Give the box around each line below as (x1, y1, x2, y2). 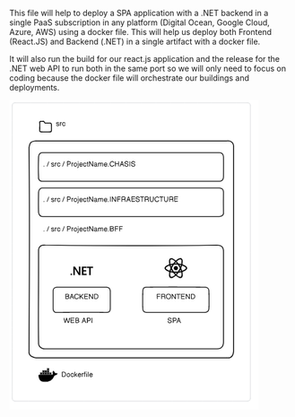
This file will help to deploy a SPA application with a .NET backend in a (9, 8, 269, 18)
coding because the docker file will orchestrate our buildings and (9, 73, 249, 83)
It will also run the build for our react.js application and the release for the (9, 54, 281, 64)
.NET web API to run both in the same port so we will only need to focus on (9, 63, 287, 74)
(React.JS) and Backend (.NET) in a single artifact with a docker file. (9, 36, 261, 47)
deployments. (9, 83, 60, 92)
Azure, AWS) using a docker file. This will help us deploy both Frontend (9, 27, 272, 37)
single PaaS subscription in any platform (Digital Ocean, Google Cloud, (9, 17, 271, 28)
